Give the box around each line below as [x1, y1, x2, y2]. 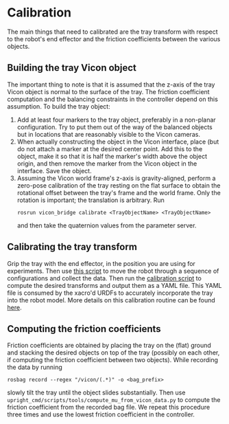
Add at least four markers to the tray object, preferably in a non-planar [16, 115, 216, 124]
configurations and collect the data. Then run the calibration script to [7, 274, 202, 282]
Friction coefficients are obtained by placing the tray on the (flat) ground [7, 342, 211, 350]
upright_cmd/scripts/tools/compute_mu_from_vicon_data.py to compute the [7, 396, 221, 404]
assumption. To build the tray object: [7, 102, 111, 111]
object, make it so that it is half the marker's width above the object [16, 152, 208, 160]
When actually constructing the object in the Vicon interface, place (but [16, 137, 219, 146]
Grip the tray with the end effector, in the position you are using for [7, 259, 195, 267]
